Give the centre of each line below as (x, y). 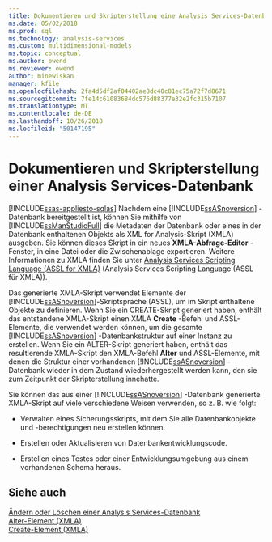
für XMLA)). (28, 277)
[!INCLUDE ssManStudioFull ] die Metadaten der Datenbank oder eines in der (135, 225)
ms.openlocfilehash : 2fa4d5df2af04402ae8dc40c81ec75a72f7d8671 (117, 91)
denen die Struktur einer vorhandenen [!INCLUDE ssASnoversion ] (117, 362)
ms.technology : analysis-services (67, 38)
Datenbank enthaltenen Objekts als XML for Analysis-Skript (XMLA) (121, 234)
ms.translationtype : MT (49, 106)
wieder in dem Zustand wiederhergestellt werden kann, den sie (152, 370)
